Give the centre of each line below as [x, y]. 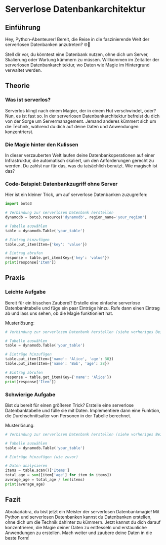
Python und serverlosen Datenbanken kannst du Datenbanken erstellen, [78, 517]
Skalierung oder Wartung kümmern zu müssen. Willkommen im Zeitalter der [82, 60]
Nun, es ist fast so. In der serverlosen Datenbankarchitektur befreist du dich [82, 116]
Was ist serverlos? [28, 100]
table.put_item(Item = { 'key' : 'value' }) [46, 244]
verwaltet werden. [23, 70]
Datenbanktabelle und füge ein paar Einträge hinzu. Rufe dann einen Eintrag [83, 308]
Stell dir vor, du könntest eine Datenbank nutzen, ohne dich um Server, [77, 54]
